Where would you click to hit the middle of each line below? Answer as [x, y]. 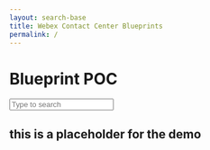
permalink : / [34, 34]
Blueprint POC [64, 79]
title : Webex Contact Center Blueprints [87, 26]
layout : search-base [48, 18]
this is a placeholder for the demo [105, 134]
